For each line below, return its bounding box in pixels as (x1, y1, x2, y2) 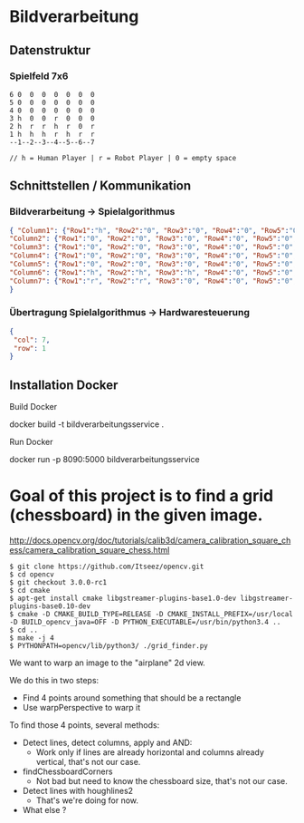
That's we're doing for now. (35, 795, 138, 806)
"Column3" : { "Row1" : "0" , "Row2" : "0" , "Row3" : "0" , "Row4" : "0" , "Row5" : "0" (9, 243, 294, 252)
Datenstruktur (9, 43, 91, 58)
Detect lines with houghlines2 (22, 786, 134, 797)
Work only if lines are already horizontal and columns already (35, 747, 265, 758)
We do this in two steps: (9, 675, 100, 686)
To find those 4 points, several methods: (9, 720, 160, 731)
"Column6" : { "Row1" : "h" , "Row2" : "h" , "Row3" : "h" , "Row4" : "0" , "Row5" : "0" (9, 267, 294, 277)
